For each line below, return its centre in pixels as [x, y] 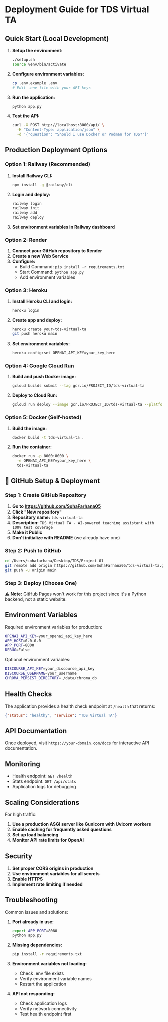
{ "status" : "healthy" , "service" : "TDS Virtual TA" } [61, 715]
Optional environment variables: [38, 660]
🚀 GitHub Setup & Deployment [53, 481]
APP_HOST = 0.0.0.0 [23, 641]
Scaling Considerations [42, 803]
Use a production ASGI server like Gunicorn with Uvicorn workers [82, 824]
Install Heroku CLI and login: [42, 301]
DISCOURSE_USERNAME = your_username [41, 674]
